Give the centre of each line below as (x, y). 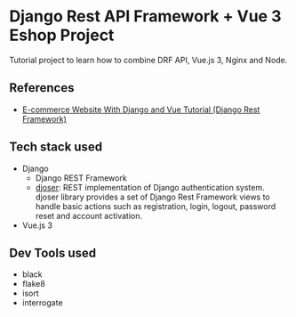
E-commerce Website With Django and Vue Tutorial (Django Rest (141, 110)
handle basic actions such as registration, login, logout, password (156, 206)
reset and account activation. (88, 215)
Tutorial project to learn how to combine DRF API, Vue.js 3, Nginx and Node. (148, 60)
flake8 (34, 284)
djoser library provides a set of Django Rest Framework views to (153, 197)
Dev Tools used (53, 252)
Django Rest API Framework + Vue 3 (145, 16)
